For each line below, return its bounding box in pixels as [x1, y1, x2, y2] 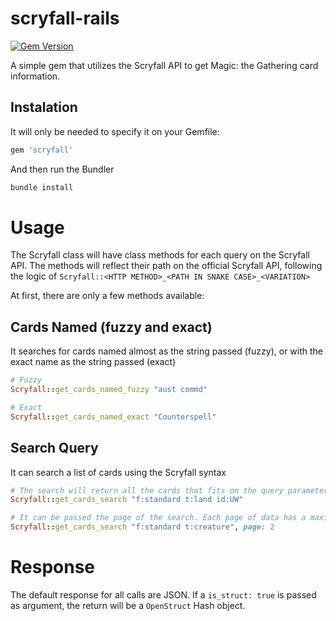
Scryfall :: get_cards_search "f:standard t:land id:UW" [10, 495, 244, 505]
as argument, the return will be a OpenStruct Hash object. [10, 600, 246, 611]
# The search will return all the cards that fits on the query [10, 485, 284, 496]
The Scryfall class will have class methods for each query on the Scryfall [10, 249, 310, 261]
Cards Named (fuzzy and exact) [10, 318, 213, 336]
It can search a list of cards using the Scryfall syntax [10, 466, 227, 478]
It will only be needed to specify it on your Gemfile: [10, 125, 220, 137]
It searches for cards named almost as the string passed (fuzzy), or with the [10, 345, 324, 357]
